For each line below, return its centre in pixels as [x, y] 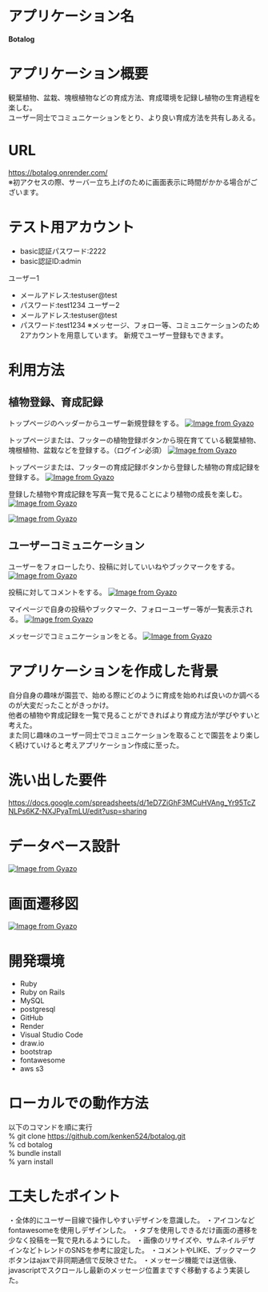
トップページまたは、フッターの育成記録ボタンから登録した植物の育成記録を [134, 467]
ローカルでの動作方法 [79, 1104]
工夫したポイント [65, 1196]
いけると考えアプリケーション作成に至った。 [110, 745]
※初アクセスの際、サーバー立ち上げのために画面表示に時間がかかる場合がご [133, 182]
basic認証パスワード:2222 [63, 251]
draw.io [32, 1043]
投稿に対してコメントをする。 [57, 592]
